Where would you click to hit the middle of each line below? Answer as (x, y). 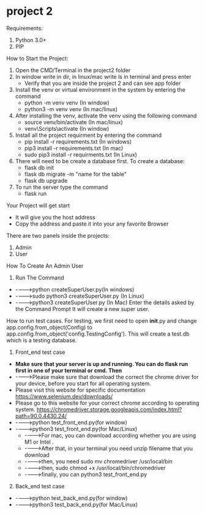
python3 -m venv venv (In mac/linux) (71, 109)
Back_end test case (40, 486)
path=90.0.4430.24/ (41, 416)
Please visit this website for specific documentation (80, 390)
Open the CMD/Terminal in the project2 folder (73, 70)
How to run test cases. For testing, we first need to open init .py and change (102, 321)
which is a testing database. (42, 340)
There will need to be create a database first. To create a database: (100, 161)
